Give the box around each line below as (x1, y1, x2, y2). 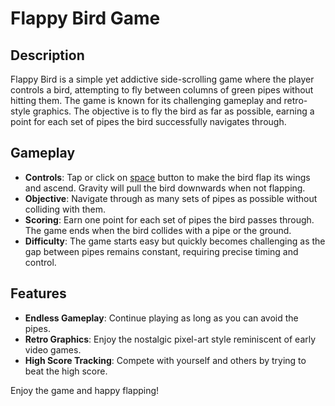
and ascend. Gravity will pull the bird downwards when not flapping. (24, 182, 306, 194)
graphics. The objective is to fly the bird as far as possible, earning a (32, 105, 315, 117)
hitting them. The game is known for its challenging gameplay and (10, 95, 282, 106)
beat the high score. (24, 365, 108, 377)
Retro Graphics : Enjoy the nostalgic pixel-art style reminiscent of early (24, 333, 317, 345)
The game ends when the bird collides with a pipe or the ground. (24, 224, 292, 236)
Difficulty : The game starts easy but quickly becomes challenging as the (24, 235, 326, 247)
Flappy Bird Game (10, 7, 161, 30)
